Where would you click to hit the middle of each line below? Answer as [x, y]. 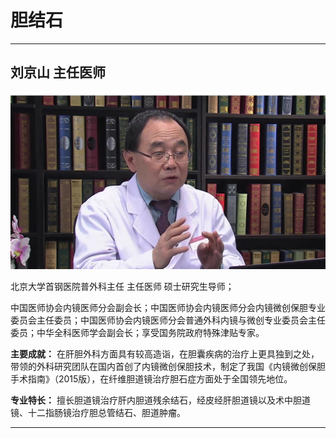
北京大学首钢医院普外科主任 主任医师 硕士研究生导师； [122, 286]
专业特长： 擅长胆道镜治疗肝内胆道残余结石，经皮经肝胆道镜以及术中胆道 [160, 400]
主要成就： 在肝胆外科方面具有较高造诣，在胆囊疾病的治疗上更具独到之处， [165, 353]
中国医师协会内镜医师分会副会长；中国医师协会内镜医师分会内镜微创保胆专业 [168, 307]
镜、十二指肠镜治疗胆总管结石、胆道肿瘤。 [98, 412]
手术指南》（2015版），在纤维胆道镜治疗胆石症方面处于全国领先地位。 [151, 378]
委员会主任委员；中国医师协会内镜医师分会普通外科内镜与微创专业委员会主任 [168, 320]
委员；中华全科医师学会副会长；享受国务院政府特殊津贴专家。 [137, 332]
